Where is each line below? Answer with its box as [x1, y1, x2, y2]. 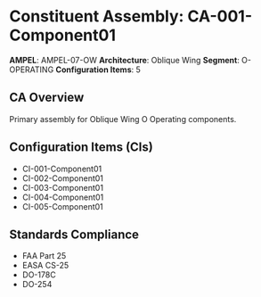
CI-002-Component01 [21, 172, 104, 184]
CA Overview [9, 90, 85, 105]
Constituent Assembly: [9, 6, 184, 27]
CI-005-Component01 [21, 201, 104, 211]
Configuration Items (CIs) [9, 140, 153, 155]
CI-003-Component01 [21, 182, 104, 193]
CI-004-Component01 [21, 192, 104, 202]
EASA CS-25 [21, 260, 69, 271]
